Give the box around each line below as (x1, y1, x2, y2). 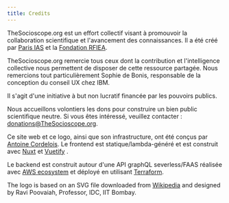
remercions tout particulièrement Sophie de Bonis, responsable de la (7, 71, 201, 79)
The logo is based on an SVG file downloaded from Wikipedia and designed (7, 180, 221, 189)
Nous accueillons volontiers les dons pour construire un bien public (7, 105, 197, 113)
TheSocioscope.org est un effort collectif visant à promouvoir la (7, 29, 187, 37)
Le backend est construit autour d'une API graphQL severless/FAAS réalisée (7, 160, 223, 168)
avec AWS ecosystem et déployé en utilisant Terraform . (7, 167, 165, 176)
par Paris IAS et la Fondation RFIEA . (7, 43, 108, 51)
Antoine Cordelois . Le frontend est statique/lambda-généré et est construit (7, 139, 218, 148)
